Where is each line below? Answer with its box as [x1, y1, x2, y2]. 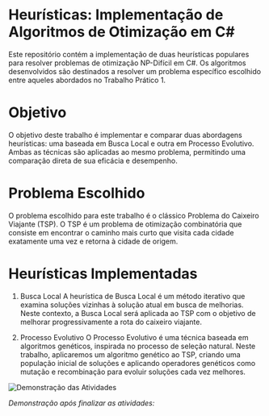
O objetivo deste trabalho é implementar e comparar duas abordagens [8, 130, 242, 139]
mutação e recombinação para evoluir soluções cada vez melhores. [19, 367, 246, 376]
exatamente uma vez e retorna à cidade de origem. [8, 236, 179, 246]
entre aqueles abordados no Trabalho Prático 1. [8, 75, 166, 85]
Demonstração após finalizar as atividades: [8, 397, 155, 408]
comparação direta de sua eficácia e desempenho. [8, 156, 178, 165]
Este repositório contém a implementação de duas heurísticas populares [8, 49, 250, 59]
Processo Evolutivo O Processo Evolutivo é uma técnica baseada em [19, 332, 249, 342]
